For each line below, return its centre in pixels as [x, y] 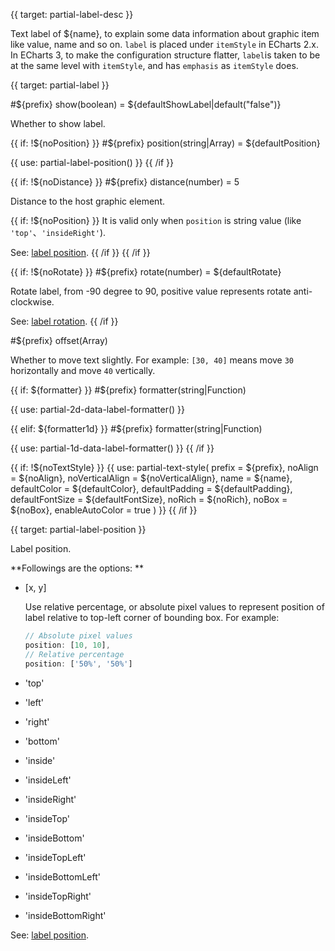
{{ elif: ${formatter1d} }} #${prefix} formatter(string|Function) [136, 428]
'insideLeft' [48, 780]
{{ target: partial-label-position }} [78, 529]
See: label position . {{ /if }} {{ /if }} [80, 252]
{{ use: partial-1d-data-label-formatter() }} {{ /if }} [112, 448]
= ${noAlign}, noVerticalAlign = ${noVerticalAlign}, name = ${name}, [151, 478]
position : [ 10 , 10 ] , [67, 645]
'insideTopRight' [58, 896]
